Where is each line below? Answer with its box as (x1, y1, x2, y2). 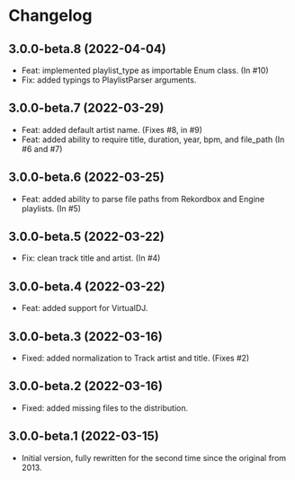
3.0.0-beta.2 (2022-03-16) (8, 378, 164, 394)
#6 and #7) (21, 143, 63, 154)
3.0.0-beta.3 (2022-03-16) (8, 329, 163, 344)
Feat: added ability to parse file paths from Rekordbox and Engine (21, 193, 265, 204)
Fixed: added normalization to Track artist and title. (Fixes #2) (21, 352, 250, 364)
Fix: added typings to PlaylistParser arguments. (21, 75, 197, 85)
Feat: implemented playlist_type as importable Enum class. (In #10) (21, 65, 269, 76)
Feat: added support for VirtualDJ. (21, 303, 148, 314)
